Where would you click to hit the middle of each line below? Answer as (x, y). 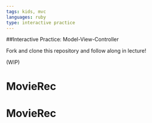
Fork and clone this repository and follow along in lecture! (76, 51)
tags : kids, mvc (26, 12)
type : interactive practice (41, 22)
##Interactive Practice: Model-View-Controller (63, 40)
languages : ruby (26, 17)
